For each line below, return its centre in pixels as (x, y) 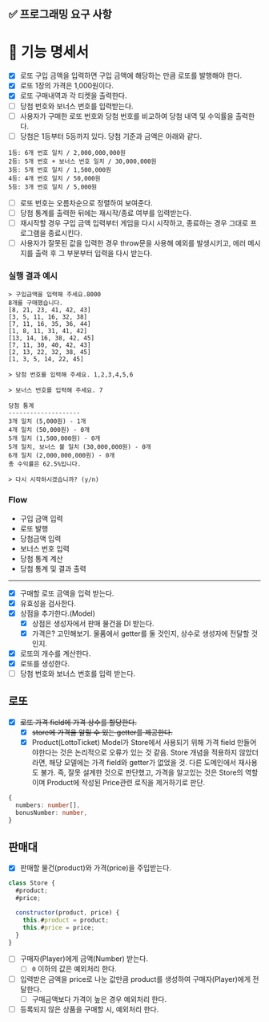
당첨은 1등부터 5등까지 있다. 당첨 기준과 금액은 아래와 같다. (111, 136)
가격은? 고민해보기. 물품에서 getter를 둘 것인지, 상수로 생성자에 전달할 (141, 633)
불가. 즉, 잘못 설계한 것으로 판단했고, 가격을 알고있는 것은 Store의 (142, 772)
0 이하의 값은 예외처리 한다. (74, 969)
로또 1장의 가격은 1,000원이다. (66, 86)
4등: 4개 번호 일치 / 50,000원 (54, 178)
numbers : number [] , (48, 805)
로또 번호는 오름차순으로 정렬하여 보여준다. (86, 202)
